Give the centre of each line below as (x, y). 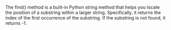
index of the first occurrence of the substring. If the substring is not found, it (86, 18)
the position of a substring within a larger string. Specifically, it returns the (83, 12)
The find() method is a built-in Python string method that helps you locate (82, 7)
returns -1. (16, 23)
